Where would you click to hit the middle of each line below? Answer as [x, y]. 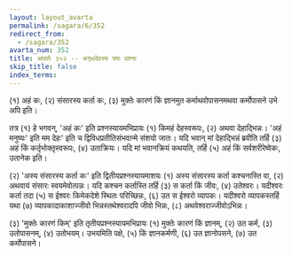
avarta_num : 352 [39, 50]
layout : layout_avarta [51, 17]
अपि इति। [24, 110]
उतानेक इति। [28, 158]
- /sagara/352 [43, 42]
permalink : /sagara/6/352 [57, 26]
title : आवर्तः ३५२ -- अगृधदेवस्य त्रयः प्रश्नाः [73, 58]
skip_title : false [43, 67]
